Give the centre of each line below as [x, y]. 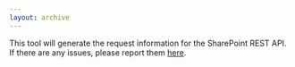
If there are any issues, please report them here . [98, 52]
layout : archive [39, 17]
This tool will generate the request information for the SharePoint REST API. [148, 43]
